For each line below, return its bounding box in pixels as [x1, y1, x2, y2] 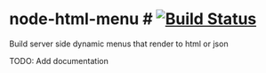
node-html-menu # [9, 9, 153, 29]
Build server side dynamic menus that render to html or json [9, 38, 229, 49]
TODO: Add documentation [9, 55, 109, 66]
